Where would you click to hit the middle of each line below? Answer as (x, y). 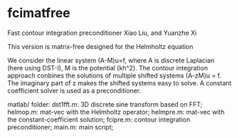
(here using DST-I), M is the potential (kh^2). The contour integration (108, 68)
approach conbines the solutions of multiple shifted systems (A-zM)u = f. (115, 75)
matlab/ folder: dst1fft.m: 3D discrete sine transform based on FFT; (105, 104)
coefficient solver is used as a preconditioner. (74, 90)
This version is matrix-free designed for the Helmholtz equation (100, 46)
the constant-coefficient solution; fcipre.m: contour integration (99, 120)
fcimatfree (39, 13)
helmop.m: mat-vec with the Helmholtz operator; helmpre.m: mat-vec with (116, 112)
